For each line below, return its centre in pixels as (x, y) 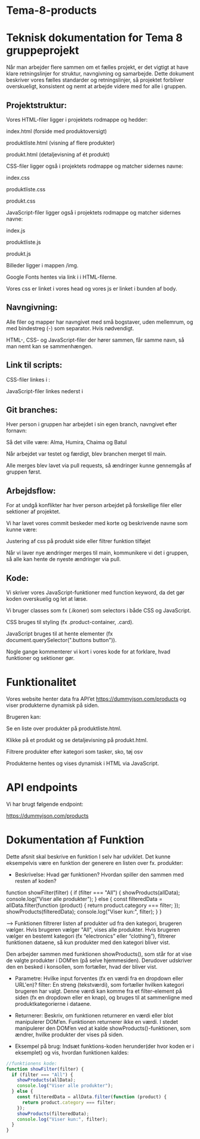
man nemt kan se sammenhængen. (50, 346)
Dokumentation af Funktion (75, 840)
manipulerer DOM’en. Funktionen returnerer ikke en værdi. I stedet (96, 1022)
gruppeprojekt (43, 51)
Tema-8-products (52, 10)
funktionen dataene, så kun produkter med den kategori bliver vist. (88, 942)
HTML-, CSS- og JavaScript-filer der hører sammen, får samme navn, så (95, 340)
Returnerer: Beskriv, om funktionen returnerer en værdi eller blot (94, 1015)
